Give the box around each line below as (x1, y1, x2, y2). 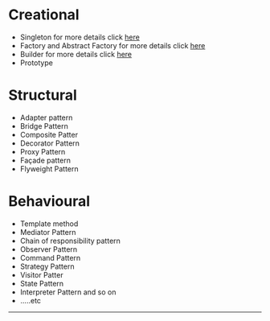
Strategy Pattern (19, 261, 75, 271)
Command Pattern (19, 253, 81, 262)
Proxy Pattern (19, 146, 66, 156)
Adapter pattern (19, 113, 73, 122)
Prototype (19, 58, 54, 68)
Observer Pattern (19, 244, 78, 254)
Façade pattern (19, 155, 71, 165)
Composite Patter (19, 130, 79, 139)
